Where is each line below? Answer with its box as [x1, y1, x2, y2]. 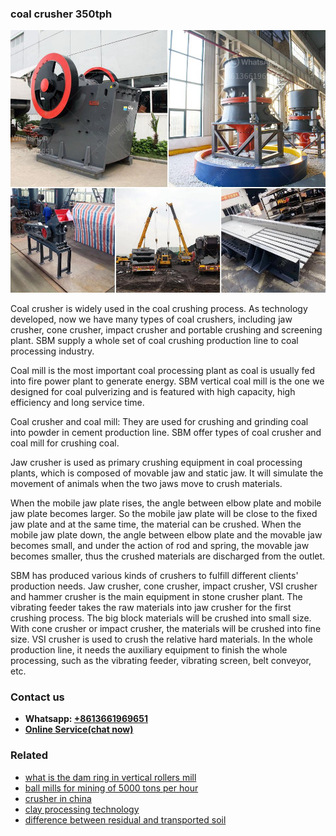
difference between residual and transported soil [24, 813, 227, 826]
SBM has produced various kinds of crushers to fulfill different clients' [10, 569, 299, 581]
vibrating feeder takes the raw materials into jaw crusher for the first [10, 601, 292, 613]
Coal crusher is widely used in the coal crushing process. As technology [10, 302, 308, 314]
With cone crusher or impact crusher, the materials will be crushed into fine [10, 622, 322, 634]
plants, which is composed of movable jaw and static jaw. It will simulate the [10, 467, 324, 479]
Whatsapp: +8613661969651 [24, 713, 148, 725]
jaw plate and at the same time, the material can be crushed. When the [10, 518, 302, 530]
